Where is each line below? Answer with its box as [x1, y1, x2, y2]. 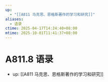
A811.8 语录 [5, 53, 54, 65]
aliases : [5, 16, 24, 21]
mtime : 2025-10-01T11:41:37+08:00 [5, 30, 78, 35]
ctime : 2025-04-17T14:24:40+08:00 [5, 26, 78, 31]
